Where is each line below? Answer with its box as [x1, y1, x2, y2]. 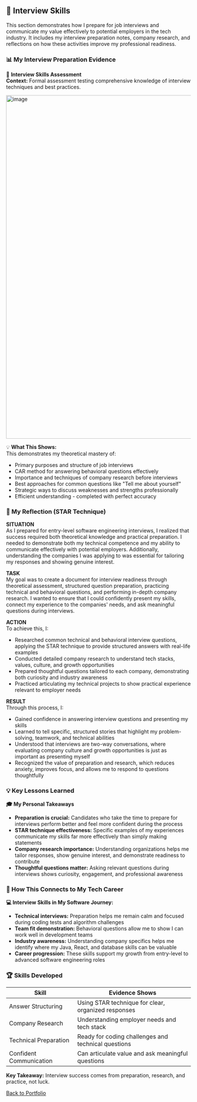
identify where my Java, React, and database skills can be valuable [14, 944, 177, 951]
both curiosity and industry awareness [14, 674, 108, 681]
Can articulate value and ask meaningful [77, 1050, 188, 1058]
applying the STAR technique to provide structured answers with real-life [14, 643, 191, 650]
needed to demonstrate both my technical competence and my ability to [6, 540, 181, 547]
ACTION [6, 619, 26, 626]
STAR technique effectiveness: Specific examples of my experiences [14, 826, 184, 833]
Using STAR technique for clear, [77, 999, 165, 1007]
